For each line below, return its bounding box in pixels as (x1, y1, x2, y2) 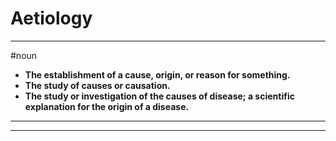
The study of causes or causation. (24, 79, 171, 91)
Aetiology (10, 7, 93, 30)
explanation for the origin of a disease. (24, 100, 190, 112)
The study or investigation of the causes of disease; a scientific (24, 90, 295, 102)
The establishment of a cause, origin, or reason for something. (24, 68, 291, 81)
